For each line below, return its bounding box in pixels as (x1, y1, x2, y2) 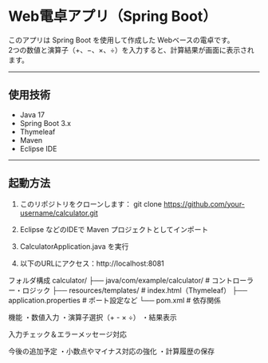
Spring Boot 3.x (19, 118, 72, 128)
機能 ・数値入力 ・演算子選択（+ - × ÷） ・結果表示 (8, 312, 177, 322)
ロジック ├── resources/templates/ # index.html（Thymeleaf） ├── (22, 285, 248, 295)
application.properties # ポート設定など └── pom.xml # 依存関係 (8, 295, 221, 305)
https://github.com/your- (163, 199, 246, 208)
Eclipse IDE (19, 144, 57, 153)
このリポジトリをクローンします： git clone (19, 199, 162, 208)
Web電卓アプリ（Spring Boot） (8, 7, 217, 26)
